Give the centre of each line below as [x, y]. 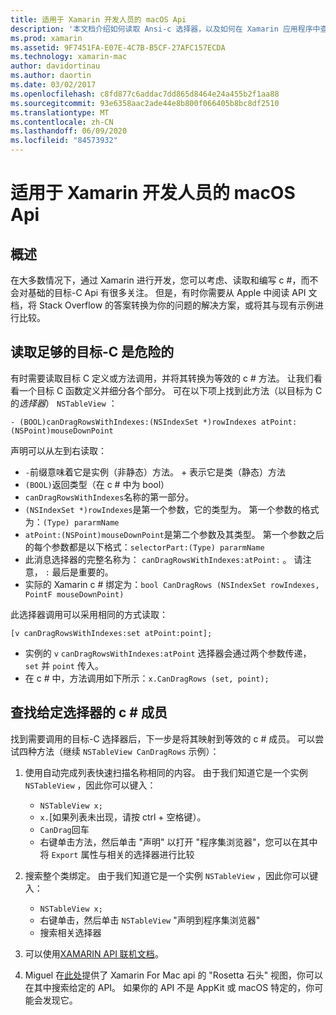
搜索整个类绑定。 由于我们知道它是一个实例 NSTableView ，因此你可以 [167, 875]
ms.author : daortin [51, 76]
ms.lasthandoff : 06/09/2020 [69, 131]
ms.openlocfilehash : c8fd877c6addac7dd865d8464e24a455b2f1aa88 [145, 94]
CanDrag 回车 [64, 829]
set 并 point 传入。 [64, 665]
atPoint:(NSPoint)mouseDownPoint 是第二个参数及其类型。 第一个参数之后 [174, 534]
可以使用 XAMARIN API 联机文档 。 [94, 953]
